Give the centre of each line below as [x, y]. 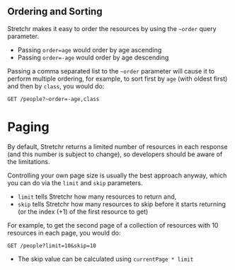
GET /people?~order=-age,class [53, 99]
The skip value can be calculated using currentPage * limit [105, 259]
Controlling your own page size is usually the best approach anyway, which [117, 175]
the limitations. [29, 161]
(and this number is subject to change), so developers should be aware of [115, 154]
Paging [28, 127]
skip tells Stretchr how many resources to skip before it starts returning [122, 204]
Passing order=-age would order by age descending [93, 57]
